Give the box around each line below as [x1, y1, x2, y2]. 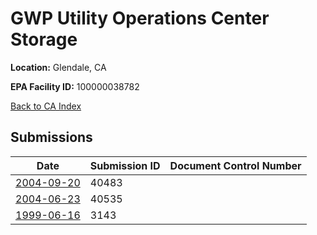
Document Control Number [169, 158, 302, 172]
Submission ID [89, 158, 161, 172]
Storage [10, 28, 78, 51]
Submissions [10, 129, 93, 146]
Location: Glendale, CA [10, 61, 107, 73]
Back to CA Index [10, 100, 82, 112]
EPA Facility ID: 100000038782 [10, 80, 140, 92]
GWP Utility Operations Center [10, 7, 270, 30]
